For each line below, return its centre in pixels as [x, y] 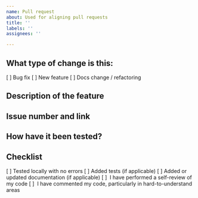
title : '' [18, 23]
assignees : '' [24, 34]
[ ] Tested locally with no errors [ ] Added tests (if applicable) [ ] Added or [97, 171]
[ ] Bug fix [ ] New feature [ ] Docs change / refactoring [74, 77]
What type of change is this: [60, 63]
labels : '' [20, 28]
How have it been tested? [54, 136]
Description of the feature [55, 96]
